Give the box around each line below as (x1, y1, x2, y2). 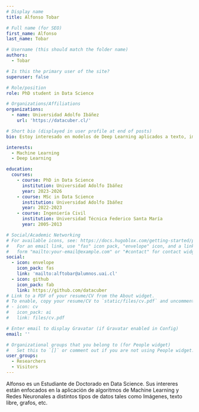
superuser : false (6, 74, 49, 80)
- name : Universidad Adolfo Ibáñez (11, 112, 99, 118)
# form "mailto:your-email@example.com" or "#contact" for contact (6, 249, 182, 255)
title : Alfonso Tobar (6, 14, 60, 20)
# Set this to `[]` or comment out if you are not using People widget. (6, 347, 195, 353)
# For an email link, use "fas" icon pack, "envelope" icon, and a (6, 243, 182, 249)
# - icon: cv (6, 304, 38, 310)
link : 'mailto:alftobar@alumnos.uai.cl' (17, 271, 118, 277)
